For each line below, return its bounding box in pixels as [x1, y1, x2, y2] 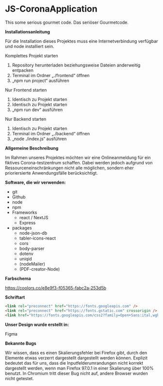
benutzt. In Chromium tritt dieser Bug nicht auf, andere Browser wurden [5, 370, 148, 376]
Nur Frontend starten [5, 87, 47, 93]
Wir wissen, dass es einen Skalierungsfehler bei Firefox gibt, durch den [5, 350, 147, 355]
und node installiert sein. [5, 43, 54, 49]
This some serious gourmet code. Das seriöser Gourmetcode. [5, 19, 129, 25]
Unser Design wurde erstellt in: [5, 322, 69, 327]
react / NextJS [19, 214, 49, 220]
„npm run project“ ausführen [12, 78, 69, 83]
